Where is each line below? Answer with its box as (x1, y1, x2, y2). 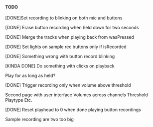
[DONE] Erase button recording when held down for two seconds (5, 25, 139, 31)
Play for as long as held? (5, 72, 56, 79)
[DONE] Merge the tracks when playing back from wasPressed (5, 34, 135, 40)
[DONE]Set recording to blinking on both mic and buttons (5, 15, 123, 21)
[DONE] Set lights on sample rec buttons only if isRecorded (5, 44, 127, 50)
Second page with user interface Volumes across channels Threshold (5, 92, 148, 98)
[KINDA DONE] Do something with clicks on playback (5, 63, 115, 69)
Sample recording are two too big (5, 117, 74, 123)
